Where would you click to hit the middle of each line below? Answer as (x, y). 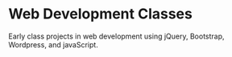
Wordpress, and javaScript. (53, 44)
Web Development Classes (101, 14)
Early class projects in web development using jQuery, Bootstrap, (116, 36)
